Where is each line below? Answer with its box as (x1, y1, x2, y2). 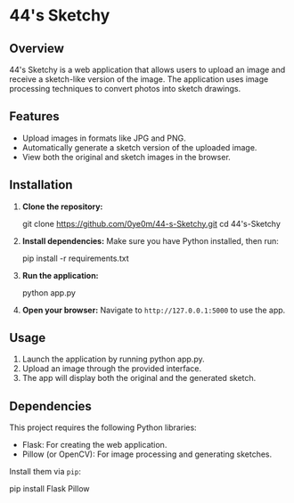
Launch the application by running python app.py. (21, 353, 205, 365)
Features (9, 109, 60, 125)
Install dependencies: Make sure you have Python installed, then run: (21, 235, 279, 246)
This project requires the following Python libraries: (9, 422, 198, 433)
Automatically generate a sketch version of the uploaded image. (21, 142, 257, 152)
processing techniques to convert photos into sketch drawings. (9, 84, 241, 93)
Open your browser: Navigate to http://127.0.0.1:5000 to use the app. (21, 304, 286, 315)
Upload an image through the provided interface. (21, 363, 202, 374)
